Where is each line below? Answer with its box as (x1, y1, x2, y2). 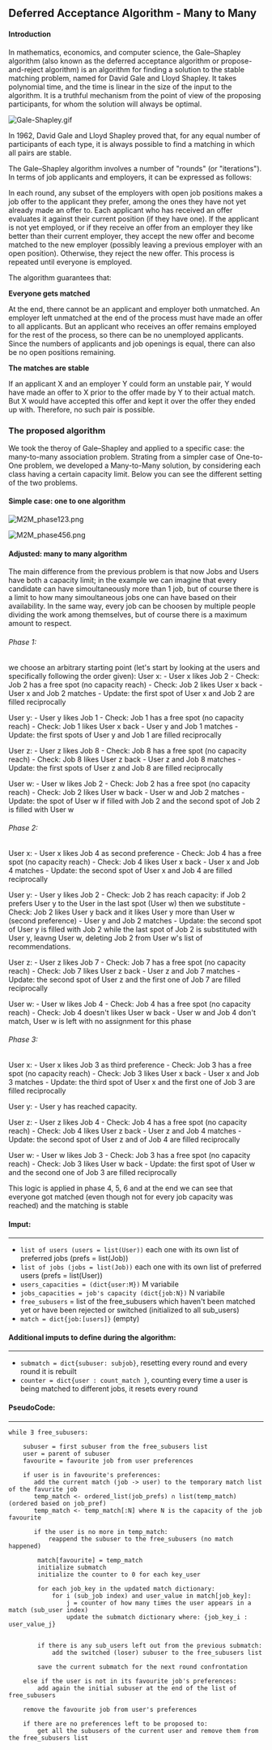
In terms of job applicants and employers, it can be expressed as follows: (8, 172, 253, 182)
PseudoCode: (8, 1402, 56, 1412)
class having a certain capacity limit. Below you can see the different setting (8, 469, 262, 478)
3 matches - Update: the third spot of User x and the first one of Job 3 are (8, 1077, 256, 1087)
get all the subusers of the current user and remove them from (37, 1726, 259, 1735)
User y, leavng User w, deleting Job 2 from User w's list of (8, 933, 203, 943)
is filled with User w (8, 804, 74, 815)
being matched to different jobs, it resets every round (19, 1384, 198, 1394)
